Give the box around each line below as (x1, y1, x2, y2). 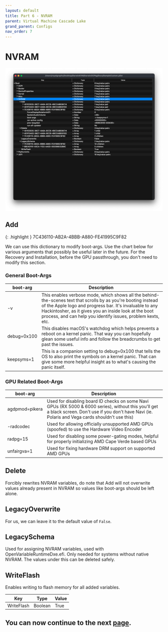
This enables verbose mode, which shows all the (41, 292, 141, 298)
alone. (5, 490, 18, 497)
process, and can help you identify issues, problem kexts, (41, 313, 159, 319)
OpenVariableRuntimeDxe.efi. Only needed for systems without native (5, 551, 149, 557)
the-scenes (41, 297, 66, 303)
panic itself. (41, 364, 65, 370)
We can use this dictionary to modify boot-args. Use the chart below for (5, 243, 153, 249)
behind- (142, 292, 160, 298)
